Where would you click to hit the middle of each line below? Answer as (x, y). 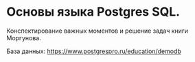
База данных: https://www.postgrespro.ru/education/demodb (94, 51)
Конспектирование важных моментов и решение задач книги (97, 31)
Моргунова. (24, 37)
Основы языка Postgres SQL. (93, 12)
